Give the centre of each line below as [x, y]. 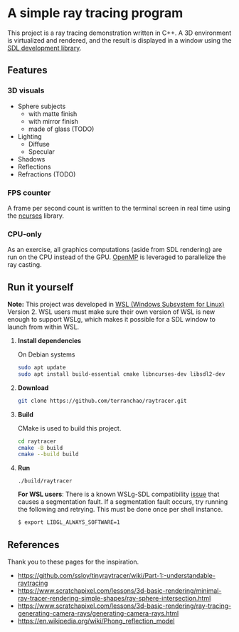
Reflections [34, 167]
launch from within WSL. [43, 327]
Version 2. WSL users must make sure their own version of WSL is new [111, 312]
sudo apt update [42, 368]
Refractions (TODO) [47, 174]
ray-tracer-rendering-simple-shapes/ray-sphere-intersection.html [114, 598]
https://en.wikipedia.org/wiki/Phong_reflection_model [96, 621]
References [33, 545]
